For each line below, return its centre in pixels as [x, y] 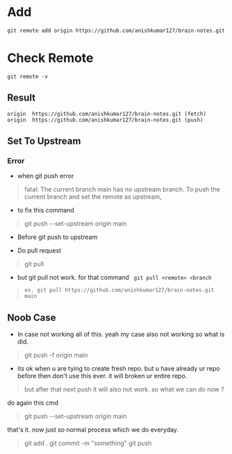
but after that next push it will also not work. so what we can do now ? [124, 389]
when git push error [45, 176]
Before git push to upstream [57, 237]
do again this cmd [33, 403]
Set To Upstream [44, 141]
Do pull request [39, 251]
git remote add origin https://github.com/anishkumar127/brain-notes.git [116, 31]
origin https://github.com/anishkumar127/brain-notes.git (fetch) [107, 114]
